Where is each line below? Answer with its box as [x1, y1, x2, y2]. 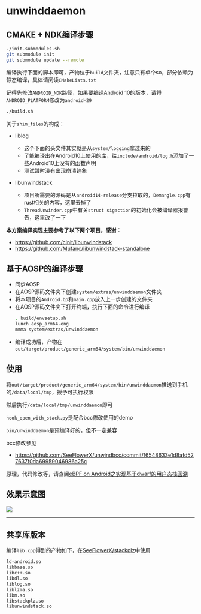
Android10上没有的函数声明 [29, 159, 97, 166]
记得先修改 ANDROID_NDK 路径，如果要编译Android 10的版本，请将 [6, 89, 162, 96]
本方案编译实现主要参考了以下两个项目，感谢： [6, 226, 121, 233]
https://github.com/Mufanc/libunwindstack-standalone [14, 245, 150, 252]
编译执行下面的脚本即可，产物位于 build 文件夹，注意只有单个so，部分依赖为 [6, 68, 193, 76]
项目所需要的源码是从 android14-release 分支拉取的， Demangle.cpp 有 [23, 191, 191, 199]
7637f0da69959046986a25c [14, 457, 87, 465]
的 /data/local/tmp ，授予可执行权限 [6, 388, 94, 396]
